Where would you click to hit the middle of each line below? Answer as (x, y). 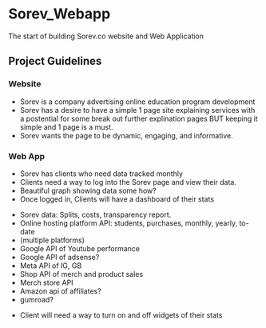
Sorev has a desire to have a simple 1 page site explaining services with (137, 110)
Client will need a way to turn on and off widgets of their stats (121, 315)
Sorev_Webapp (60, 14)
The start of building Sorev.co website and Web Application (106, 36)
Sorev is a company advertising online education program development (137, 102)
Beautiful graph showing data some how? (88, 190)
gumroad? (37, 299)
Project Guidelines (55, 61)
